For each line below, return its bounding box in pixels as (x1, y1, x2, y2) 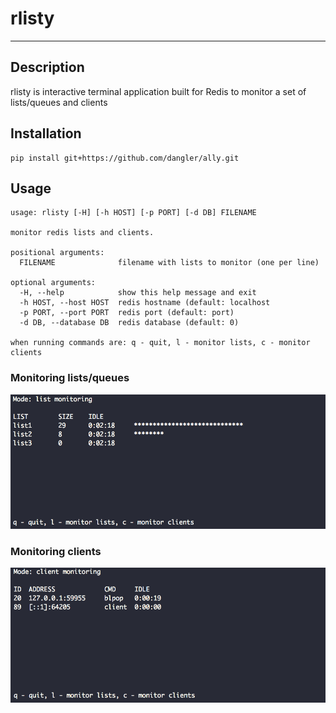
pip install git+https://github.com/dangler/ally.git (10, 153, 240, 163)
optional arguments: (10, 278, 97, 288)
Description (10, 59, 85, 76)
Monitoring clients (10, 544, 102, 558)
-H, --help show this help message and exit (19, 288, 257, 298)
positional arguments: (10, 248, 105, 258)
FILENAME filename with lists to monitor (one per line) (19, 258, 320, 268)
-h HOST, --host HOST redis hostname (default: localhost (19, 298, 271, 308)
